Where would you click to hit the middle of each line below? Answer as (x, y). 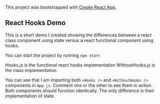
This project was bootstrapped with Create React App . (61, 7)
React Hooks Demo (35, 23)
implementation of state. (30, 96)
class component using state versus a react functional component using (79, 40)
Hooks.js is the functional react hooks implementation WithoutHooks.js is (80, 65)
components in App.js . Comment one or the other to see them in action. (79, 85)
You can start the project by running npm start (53, 55)
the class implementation (31, 70)
